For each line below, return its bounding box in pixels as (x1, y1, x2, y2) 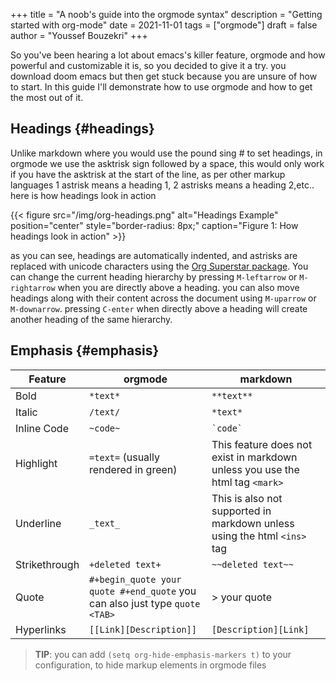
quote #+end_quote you (89, 584, 197, 598)
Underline (15, 516, 62, 530)
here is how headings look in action (10, 189, 157, 201)
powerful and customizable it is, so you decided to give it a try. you (10, 60, 287, 71)
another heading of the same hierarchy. (10, 313, 173, 325)
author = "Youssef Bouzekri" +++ (10, 30, 148, 41)
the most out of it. (10, 92, 84, 103)
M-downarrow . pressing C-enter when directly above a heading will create (10, 302, 308, 314)
